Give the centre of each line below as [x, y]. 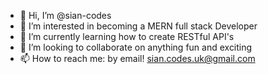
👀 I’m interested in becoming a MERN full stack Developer [138, 26]
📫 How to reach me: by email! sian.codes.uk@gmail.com [137, 58]
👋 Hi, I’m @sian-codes [65, 15]
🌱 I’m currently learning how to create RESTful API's [127, 36]
